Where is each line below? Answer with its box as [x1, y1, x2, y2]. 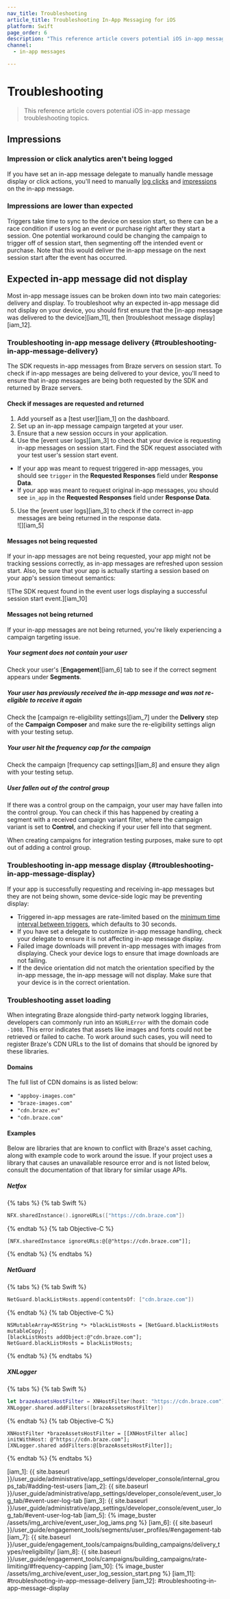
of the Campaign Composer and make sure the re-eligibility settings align [7, 720, 216, 729]
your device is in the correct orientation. [16, 978, 130, 986]
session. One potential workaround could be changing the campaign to [7, 231, 207, 240]
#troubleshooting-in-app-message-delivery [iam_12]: [7, 1576, 157, 1585]
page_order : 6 [7, 29, 48, 36]
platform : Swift [7, 23, 53, 29]
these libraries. [7, 1047, 49, 1055]
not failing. [16, 956, 47, 964]
